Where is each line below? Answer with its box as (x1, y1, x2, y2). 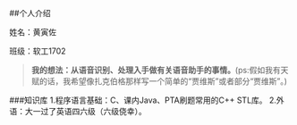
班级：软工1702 (9, 46, 66, 56)
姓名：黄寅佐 (9, 27, 56, 37)
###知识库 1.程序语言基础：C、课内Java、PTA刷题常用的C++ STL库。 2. (9, 95, 277, 105)
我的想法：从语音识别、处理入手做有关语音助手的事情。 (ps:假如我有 (30, 65, 281, 75)
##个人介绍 (9, 8, 51, 18)
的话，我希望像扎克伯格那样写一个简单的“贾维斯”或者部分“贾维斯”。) (38, 76, 288, 87)
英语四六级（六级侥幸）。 (55, 106, 147, 116)
